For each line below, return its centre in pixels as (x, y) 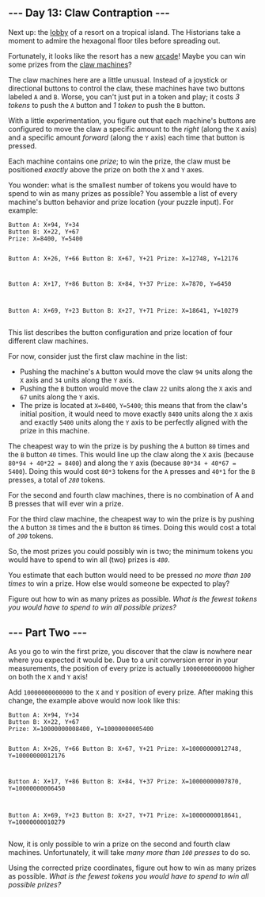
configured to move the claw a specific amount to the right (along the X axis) (132, 129)
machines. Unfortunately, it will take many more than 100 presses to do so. (129, 852)
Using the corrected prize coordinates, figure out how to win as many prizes (132, 868)
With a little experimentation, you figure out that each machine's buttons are (132, 120)
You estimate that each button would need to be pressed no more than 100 (130, 576)
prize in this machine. (55, 431)
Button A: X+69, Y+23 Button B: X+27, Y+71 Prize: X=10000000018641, (125, 815)
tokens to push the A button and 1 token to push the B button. (107, 105)
